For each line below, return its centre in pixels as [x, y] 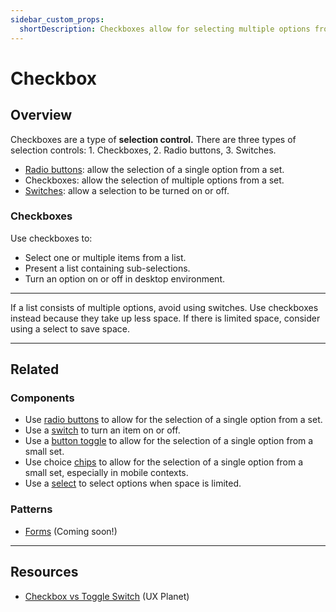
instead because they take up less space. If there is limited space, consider [165, 318]
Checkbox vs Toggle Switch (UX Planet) [107, 596]
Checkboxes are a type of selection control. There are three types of [153, 139]
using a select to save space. [70, 328]
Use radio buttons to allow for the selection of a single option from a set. [173, 420]
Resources [44, 572]
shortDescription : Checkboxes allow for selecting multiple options [165, 29]
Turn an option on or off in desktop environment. [125, 278]
